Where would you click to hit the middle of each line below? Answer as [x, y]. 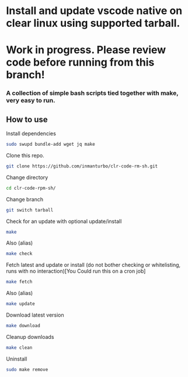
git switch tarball [30, 210]
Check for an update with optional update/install [64, 221]
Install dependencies [31, 133]
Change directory [27, 177]
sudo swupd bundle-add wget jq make [51, 145]
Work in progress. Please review [86, 50]
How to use [27, 119]
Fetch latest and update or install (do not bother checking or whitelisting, [93, 265]
